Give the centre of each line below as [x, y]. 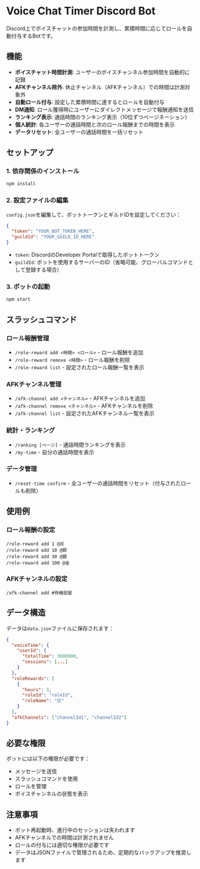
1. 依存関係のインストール [43, 171]
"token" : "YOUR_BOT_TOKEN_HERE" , [53, 232]
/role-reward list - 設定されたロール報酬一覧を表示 [79, 367]
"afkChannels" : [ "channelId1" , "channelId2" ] [69, 717]
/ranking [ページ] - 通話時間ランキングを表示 [70, 445]
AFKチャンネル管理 [34, 384]
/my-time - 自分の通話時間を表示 [54, 452]
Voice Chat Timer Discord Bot [81, 11]
